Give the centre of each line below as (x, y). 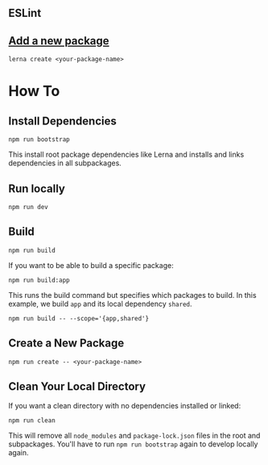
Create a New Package (66, 344)
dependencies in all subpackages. (65, 163)
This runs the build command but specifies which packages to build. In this (132, 295)
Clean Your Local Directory (77, 387)
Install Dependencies (62, 121)
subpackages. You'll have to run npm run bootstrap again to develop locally (133, 444)
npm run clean (32, 421)
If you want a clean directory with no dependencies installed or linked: (125, 406)
